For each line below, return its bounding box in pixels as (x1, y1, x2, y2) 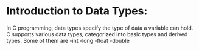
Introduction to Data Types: (6, 4, 148, 18)
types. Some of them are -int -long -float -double (6, 37, 130, 44)
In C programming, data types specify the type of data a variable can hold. (6, 24, 194, 31)
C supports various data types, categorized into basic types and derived (6, 30, 188, 37)
